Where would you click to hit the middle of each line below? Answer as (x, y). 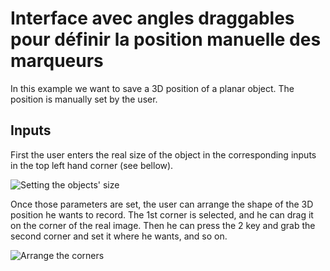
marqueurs (57, 61)
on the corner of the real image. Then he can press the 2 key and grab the (163, 225)
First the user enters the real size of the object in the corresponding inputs (163, 154)
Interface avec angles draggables (152, 18)
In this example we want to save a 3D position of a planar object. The (152, 88)
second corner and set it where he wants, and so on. (119, 236)
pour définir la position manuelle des (166, 39)
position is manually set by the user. (84, 99)
